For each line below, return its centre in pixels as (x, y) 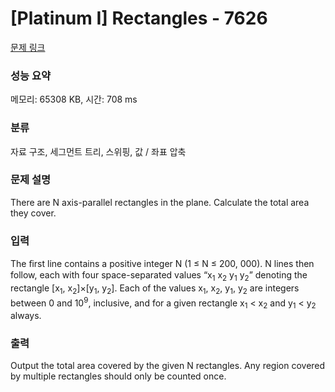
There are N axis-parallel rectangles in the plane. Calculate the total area (160, 202)
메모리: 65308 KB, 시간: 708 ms (74, 99)
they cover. (33, 213)
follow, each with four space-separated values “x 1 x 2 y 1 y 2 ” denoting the (159, 276)
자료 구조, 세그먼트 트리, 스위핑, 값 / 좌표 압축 (98, 151)
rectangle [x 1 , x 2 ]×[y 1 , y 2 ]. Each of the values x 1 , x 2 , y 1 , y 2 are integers (155, 289)
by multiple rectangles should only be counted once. (118, 376)
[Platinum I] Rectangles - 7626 (139, 18)
